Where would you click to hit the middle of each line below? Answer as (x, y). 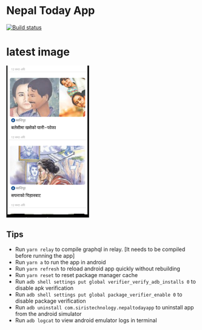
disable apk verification (44, 288)
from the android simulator (48, 314)
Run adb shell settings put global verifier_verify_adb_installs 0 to (105, 281)
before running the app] (45, 255)
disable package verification (50, 301)
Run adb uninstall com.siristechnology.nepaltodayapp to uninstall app (104, 307)
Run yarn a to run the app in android (60, 262)
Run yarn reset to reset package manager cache (76, 275)
